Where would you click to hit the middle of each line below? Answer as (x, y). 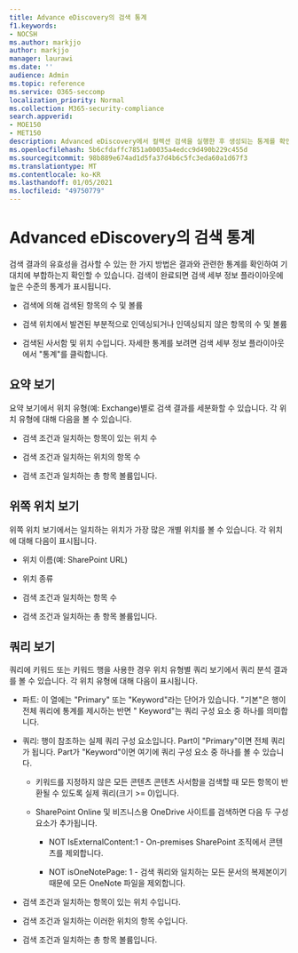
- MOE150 (25, 125)
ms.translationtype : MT (53, 166)
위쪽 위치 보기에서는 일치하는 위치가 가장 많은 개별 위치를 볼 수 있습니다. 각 (138, 529)
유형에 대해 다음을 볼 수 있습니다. (75, 419)
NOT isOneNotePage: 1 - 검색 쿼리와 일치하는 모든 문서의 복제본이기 (168, 872)
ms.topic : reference (47, 84)
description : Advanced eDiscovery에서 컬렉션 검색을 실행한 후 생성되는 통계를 (142, 141)
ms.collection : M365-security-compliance (87, 108)
